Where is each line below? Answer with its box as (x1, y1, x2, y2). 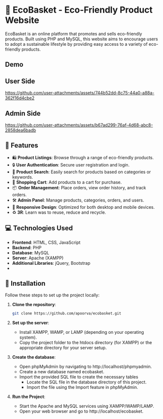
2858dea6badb (5, 127, 36, 133)
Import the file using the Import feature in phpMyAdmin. (26, 384, 138, 390)
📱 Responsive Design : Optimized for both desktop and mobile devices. (12, 204, 155, 210)
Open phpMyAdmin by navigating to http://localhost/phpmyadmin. (19, 364, 152, 369)
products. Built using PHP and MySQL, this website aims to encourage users (5, 36, 158, 42)
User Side (5, 77, 36, 85)
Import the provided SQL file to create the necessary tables (19, 374, 139, 380)
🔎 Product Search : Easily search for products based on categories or (12, 169, 151, 175)
